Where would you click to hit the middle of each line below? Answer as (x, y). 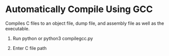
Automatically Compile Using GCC (79, 9)
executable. (18, 28)
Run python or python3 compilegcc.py (53, 38)
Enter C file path (29, 48)
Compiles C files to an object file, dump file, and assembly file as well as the (85, 23)
